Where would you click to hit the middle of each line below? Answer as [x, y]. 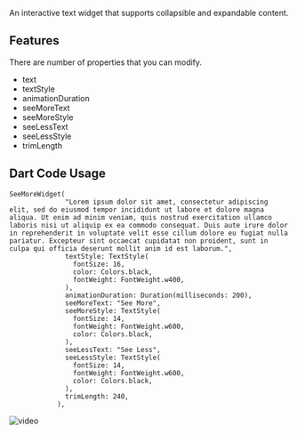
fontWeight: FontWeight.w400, [128, 279]
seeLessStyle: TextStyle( [113, 358]
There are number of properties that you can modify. [106, 62]
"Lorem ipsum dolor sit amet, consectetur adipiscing [167, 202]
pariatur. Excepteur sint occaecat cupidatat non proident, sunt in [139, 241]
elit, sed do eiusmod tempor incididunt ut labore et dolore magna [137, 209]
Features [34, 40]
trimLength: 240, [97, 396]
